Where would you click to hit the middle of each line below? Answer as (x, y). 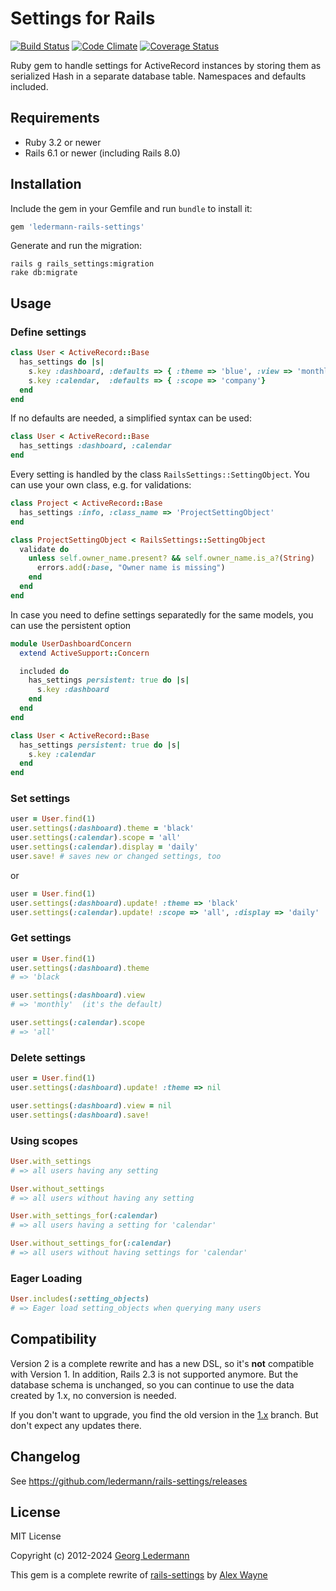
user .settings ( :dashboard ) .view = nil (91, 1105)
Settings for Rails (83, 18)
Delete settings (48, 1057)
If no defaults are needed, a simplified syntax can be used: (131, 418)
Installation (46, 184)
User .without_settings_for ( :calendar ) (91, 1243)
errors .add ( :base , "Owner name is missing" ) (131, 568)
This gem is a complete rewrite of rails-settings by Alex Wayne (139, 1575)
